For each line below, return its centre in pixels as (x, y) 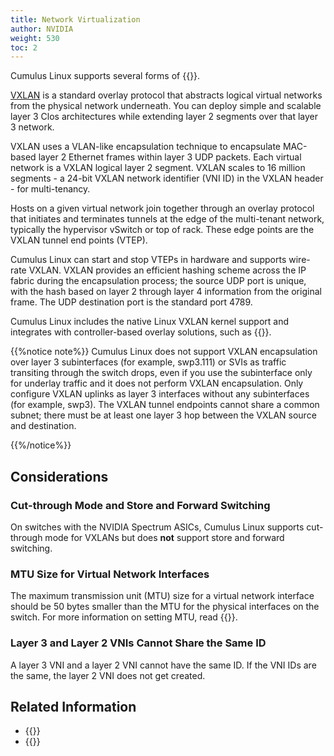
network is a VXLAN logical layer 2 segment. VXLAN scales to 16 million (158, 168)
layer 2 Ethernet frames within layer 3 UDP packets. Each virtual (170, 157)
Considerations (59, 476)
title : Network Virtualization (75, 19)
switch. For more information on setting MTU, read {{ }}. (124, 617)
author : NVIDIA (42, 29)
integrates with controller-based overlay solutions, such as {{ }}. (141, 332)
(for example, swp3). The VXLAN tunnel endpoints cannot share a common (165, 405)
